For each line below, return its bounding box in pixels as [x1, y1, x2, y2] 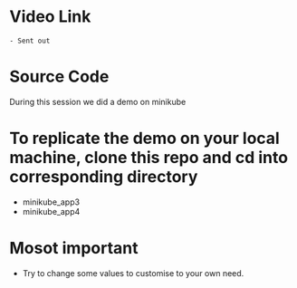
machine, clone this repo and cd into [9, 148, 288, 168]
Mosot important [9, 238, 139, 258]
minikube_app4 [22, 206, 81, 216]
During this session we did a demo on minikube [9, 96, 187, 107]
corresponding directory [9, 167, 198, 187]
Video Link [9, 6, 91, 27]
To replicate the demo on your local [9, 129, 281, 149]
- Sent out [9, 36, 51, 45]
